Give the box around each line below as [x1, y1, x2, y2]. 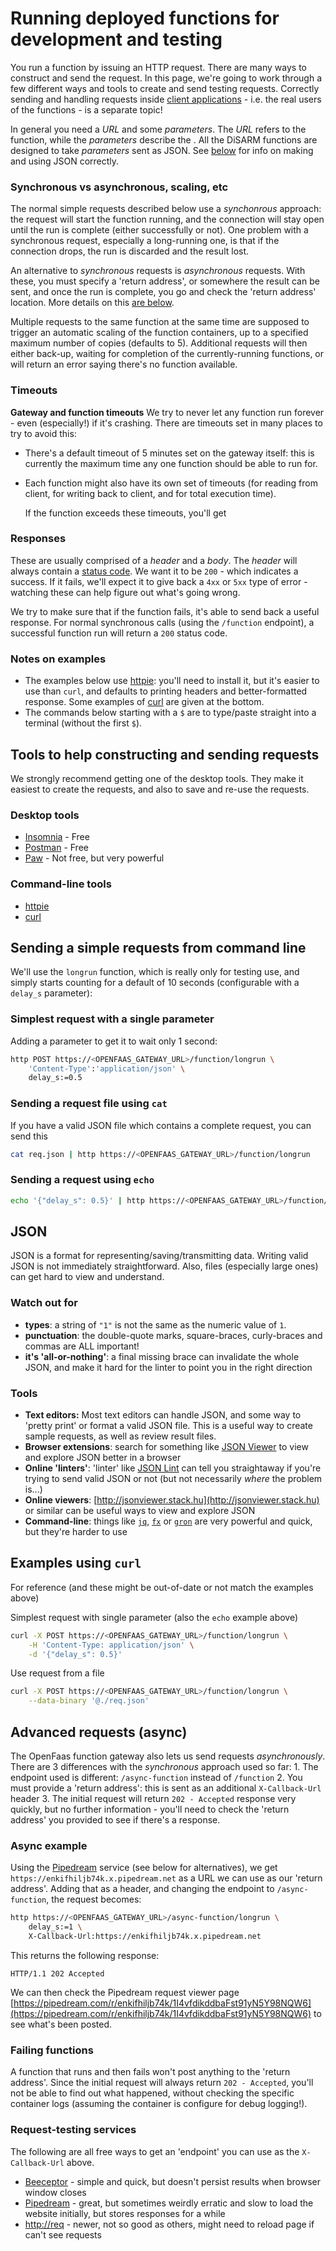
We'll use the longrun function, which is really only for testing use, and [10, 966, 300, 978]
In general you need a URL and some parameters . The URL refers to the [10, 123, 307, 135]
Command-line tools [10, 877, 112, 891]
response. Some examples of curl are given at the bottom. [24, 696, 265, 708]
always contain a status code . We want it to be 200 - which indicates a [10, 565, 299, 577]
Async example [10, 1838, 88, 1852]
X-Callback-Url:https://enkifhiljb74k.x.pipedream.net [28, 1932, 262, 1942]
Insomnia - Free [24, 831, 90, 843]
